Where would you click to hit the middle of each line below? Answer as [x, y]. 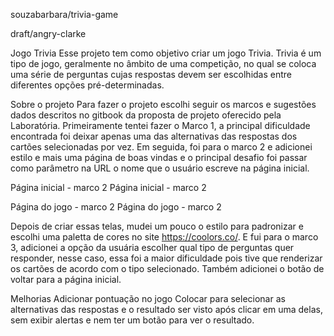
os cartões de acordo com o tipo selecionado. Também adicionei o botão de [167, 268]
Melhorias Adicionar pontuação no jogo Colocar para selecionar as [148, 298]
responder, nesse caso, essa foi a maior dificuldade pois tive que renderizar [166, 258]
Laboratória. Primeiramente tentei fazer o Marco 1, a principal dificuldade [160, 125]
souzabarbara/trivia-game [64, 14]
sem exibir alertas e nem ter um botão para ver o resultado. [132, 320]
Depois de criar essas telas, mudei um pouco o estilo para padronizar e [157, 226]
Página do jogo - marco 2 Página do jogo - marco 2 [116, 207]
